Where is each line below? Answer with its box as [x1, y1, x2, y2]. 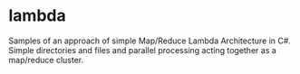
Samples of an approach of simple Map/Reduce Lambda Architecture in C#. [8, 35, 292, 46]
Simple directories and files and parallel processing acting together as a [8, 44, 277, 55]
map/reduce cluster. [8, 54, 83, 65]
